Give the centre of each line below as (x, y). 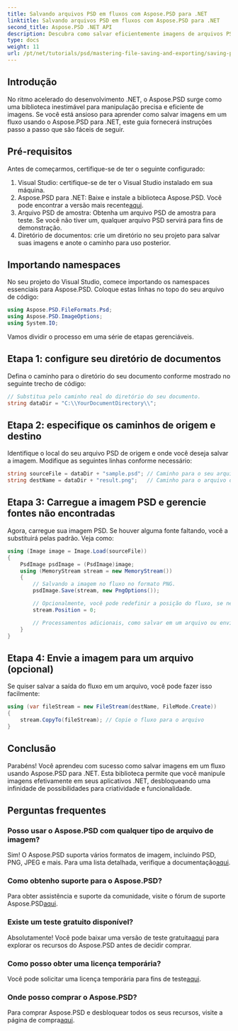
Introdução (32, 82)
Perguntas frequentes (57, 810)
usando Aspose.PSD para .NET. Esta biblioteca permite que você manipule (116, 773)
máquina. (31, 190)
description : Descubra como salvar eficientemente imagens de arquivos (115, 34)
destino (24, 436)
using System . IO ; (33, 323)
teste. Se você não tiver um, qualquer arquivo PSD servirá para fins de (120, 220)
